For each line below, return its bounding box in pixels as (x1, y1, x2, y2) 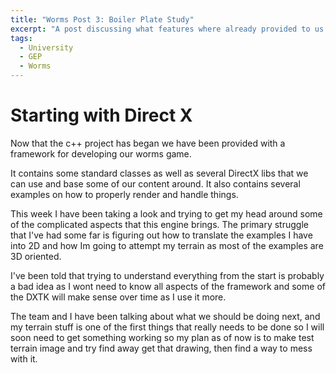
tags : (10, 33, 33, 43)
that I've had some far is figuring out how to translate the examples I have (10, 229, 313, 241)
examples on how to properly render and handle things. (10, 188, 239, 200)
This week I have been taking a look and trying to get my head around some (10, 207, 323, 220)
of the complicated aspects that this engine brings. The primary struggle (10, 218, 309, 230)
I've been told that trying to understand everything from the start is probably (10, 269, 325, 281)
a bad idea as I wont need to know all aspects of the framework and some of (10, 280, 326, 292)
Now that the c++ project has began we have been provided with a (10, 137, 286, 149)
